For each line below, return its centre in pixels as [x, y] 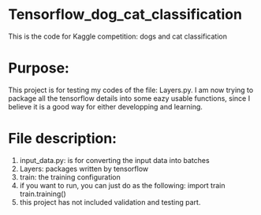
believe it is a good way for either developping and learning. [106, 106]
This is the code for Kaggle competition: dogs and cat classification [117, 36]
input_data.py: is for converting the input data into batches [115, 160]
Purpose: [39, 68]
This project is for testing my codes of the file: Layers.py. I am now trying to [131, 90]
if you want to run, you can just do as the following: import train [122, 185]
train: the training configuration [70, 177]
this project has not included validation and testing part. [110, 202]
